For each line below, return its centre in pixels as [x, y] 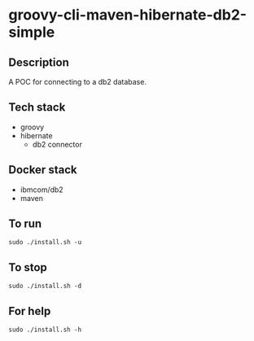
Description [39, 62]
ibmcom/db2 [42, 190]
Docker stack [43, 170]
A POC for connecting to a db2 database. [77, 82]
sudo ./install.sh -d [45, 286]
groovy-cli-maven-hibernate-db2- [127, 15]
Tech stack [37, 107]
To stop [28, 267]
